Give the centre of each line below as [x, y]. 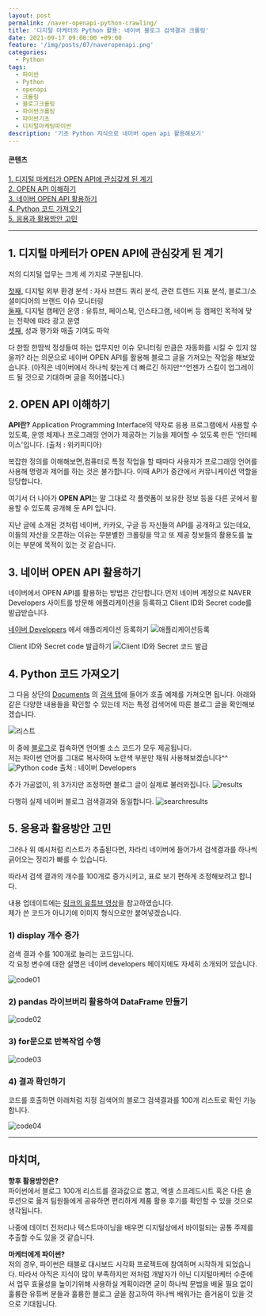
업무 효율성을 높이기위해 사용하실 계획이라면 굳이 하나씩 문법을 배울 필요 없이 [135, 1283]
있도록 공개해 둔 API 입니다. [74, 508]
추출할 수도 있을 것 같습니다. [51, 1237]
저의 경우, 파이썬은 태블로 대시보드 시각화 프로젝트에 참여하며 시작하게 [116, 1264]
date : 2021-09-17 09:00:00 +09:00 [65, 38]
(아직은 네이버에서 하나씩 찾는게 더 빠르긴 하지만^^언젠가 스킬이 [129, 367]
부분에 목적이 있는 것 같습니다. [69, 545]
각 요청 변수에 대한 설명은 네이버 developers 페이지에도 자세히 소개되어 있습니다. [133, 964]
